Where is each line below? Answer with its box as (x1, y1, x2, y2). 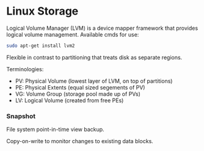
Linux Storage (6, 4, 79, 18)
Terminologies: (6, 65, 44, 72)
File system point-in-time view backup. (6, 126, 105, 133)
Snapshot (6, 111, 36, 120)
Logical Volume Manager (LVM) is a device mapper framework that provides (6, 24, 199, 32)
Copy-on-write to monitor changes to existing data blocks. (6, 138, 154, 145)
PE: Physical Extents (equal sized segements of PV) (15, 83, 145, 91)
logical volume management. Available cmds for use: (6, 30, 139, 38)
